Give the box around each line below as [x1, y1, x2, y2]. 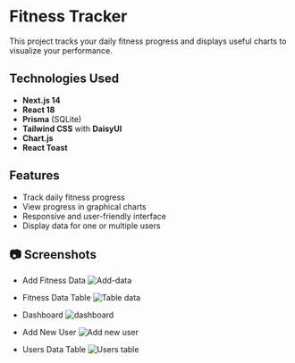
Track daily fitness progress [21, 192, 125, 202]
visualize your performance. [9, 45, 114, 55]
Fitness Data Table [21, 293, 91, 303]
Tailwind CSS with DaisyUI [21, 123, 122, 134]
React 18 [21, 104, 55, 115]
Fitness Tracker [9, 6, 128, 27]
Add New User [21, 327, 77, 338]
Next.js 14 [21, 95, 61, 105]
